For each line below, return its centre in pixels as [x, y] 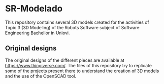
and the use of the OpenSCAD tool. [41, 76]
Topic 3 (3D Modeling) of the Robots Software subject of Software [72, 27]
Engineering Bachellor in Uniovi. [37, 33]
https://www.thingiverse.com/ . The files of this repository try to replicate [78, 65]
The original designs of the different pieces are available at [65, 60]
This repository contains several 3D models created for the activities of [77, 22]
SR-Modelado [34, 9]
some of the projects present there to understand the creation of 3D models [82, 71]
